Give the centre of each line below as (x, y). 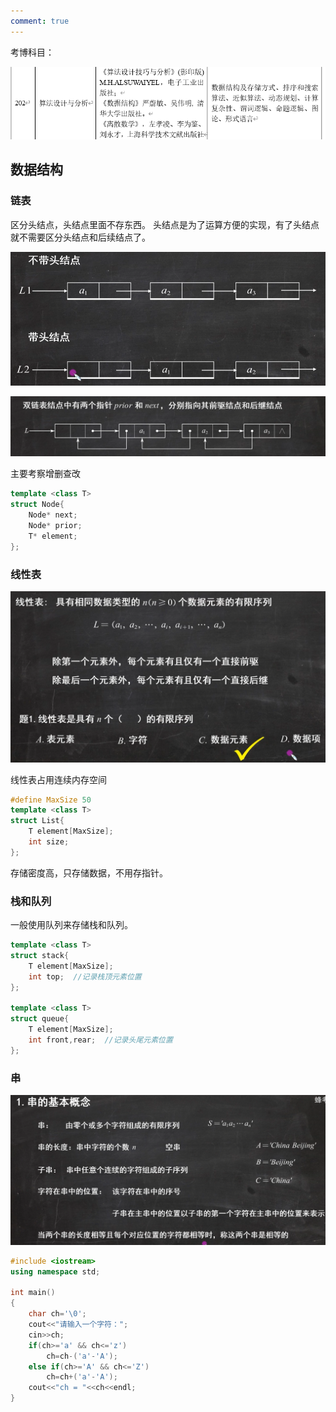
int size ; (49, 842)
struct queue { (40, 1019)
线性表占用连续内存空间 (58, 779)
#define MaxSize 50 (51, 800)
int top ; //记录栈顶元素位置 (85, 976)
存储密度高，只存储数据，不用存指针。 (89, 872)
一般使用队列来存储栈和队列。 (71, 925)
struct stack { (40, 956)
